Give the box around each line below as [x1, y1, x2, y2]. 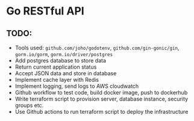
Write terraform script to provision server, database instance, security [14, 95, 189, 102]
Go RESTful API [6, 4, 84, 18]
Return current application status [14, 63, 97, 70]
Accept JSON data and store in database [14, 70, 117, 76]
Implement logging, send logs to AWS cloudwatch [14, 82, 139, 90]
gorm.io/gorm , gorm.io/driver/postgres [14, 51, 113, 58]
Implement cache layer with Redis [14, 76, 99, 83]
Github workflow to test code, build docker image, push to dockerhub [14, 89, 188, 96]
